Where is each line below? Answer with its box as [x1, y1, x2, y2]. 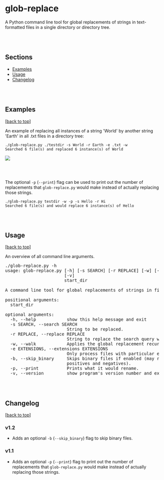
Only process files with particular [66, 351, 155, 357]
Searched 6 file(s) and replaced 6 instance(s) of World [5, 147, 123, 152]
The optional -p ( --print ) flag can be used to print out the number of [5, 179, 143, 185]
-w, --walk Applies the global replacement [10, 341, 144, 347]
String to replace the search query [66, 336, 155, 342]
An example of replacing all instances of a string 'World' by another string [5, 128, 153, 133]
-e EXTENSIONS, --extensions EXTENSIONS [10, 346, 108, 352]
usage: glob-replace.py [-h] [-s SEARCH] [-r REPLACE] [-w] [5, 268, 152, 274]
